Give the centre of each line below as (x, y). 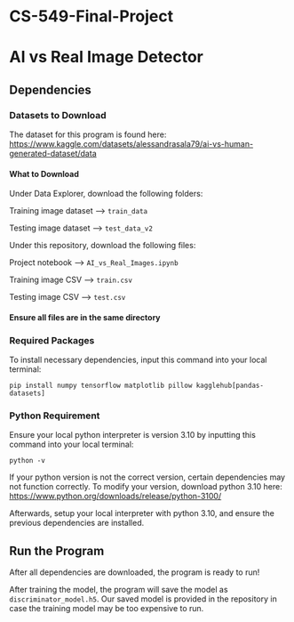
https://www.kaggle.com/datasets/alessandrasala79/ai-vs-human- (131, 144)
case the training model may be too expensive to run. (107, 609)
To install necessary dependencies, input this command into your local (138, 360)
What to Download (44, 174)
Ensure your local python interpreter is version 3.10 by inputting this (132, 435)
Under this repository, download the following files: (103, 246)
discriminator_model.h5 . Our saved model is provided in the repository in (143, 599)
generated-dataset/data (53, 154)
